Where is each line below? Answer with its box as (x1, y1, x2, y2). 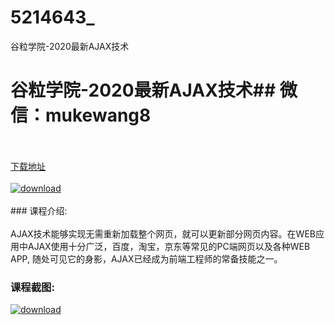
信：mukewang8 (10, 104, 152, 127)
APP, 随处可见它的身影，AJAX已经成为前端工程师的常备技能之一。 (10, 252, 283, 265)
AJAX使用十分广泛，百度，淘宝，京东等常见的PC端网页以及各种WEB (27, 240, 311, 252)
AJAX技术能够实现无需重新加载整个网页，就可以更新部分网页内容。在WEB (10, 227, 316, 240)
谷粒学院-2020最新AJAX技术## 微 (10, 79, 298, 102)
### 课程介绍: (10, 204, 68, 216)
